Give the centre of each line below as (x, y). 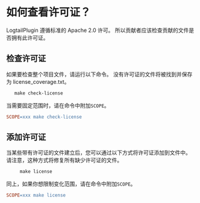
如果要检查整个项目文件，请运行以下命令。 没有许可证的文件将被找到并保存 (99, 74)
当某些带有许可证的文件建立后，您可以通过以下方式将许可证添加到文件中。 (98, 153)
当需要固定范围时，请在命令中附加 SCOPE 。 (58, 105)
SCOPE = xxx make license (36, 195)
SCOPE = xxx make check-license (44, 117)
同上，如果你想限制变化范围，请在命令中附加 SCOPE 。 (71, 184)
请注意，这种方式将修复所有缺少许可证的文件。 (64, 160)
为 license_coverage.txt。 (38, 81)
